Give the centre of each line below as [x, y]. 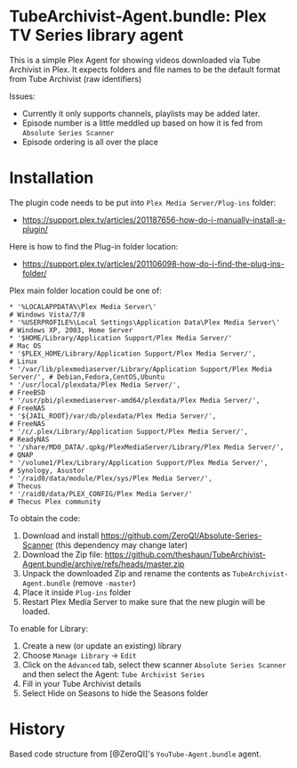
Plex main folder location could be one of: [85, 290]
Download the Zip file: [62, 554]
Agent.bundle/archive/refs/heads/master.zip [103, 564]
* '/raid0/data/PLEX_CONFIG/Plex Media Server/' [101, 494]
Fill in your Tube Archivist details [82, 683]
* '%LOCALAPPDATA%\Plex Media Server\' [83, 306]
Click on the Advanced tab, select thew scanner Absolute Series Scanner [154, 665]
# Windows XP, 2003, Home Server [71, 330]
